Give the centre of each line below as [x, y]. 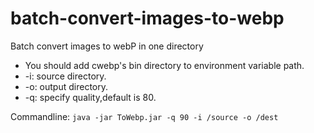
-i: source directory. [65, 76]
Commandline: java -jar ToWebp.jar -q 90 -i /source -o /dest [144, 116]
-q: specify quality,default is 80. [90, 97]
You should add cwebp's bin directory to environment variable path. [164, 65]
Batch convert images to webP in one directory [107, 46]
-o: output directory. [66, 86]
